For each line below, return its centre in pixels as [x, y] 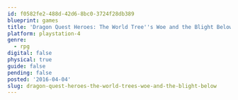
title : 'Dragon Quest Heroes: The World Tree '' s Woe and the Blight [110, 27]
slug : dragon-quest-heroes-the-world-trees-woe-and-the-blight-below [112, 86]
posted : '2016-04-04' [39, 79]
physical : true [30, 60]
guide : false [27, 66]
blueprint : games [33, 20]
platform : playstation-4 [44, 33]
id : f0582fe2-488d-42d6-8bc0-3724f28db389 [71, 14]
